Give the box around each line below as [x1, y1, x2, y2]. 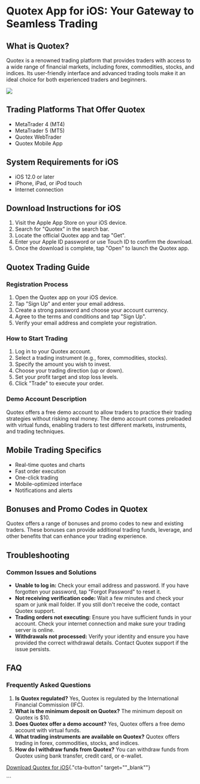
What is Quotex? [6, 41, 69, 51]
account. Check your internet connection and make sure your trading [14, 620, 186, 627]
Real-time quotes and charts [14, 461, 86, 468]
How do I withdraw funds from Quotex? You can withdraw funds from [14, 746, 189, 753]
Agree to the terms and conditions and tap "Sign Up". [14, 313, 147, 320]
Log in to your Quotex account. [14, 348, 92, 355]
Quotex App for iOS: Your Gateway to [6, 4, 195, 18]
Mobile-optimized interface [14, 480, 83, 487]
